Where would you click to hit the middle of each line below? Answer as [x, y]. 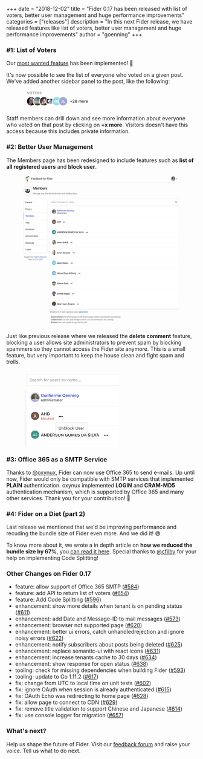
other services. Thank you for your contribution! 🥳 [69, 498]
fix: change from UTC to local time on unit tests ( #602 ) [83, 683]
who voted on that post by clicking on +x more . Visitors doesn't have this [97, 125]
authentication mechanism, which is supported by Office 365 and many [95, 492]
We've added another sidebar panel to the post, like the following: [88, 82]
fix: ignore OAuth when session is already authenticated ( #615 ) [93, 689]
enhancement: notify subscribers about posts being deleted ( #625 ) [99, 645]
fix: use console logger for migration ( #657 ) [69, 715]
